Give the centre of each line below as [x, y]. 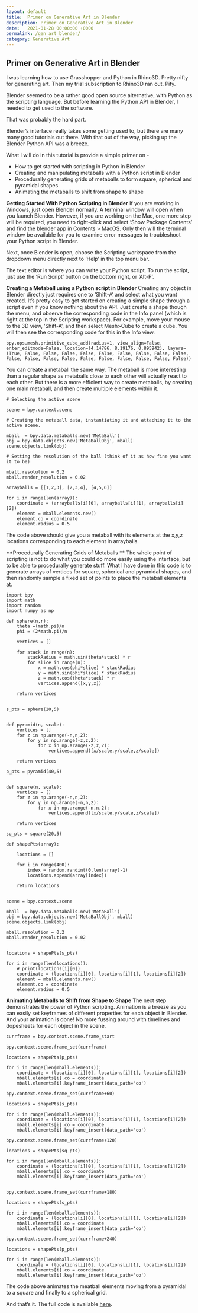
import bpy [20, 595]
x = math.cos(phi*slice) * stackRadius [87, 668]
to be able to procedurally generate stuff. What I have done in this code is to [98, 565]
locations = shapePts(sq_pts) [43, 1151]
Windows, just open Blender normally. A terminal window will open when [95, 209]
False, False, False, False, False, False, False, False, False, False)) [99, 358]
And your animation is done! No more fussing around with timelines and [93, 1019]
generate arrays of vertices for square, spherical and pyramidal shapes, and [99, 571]
